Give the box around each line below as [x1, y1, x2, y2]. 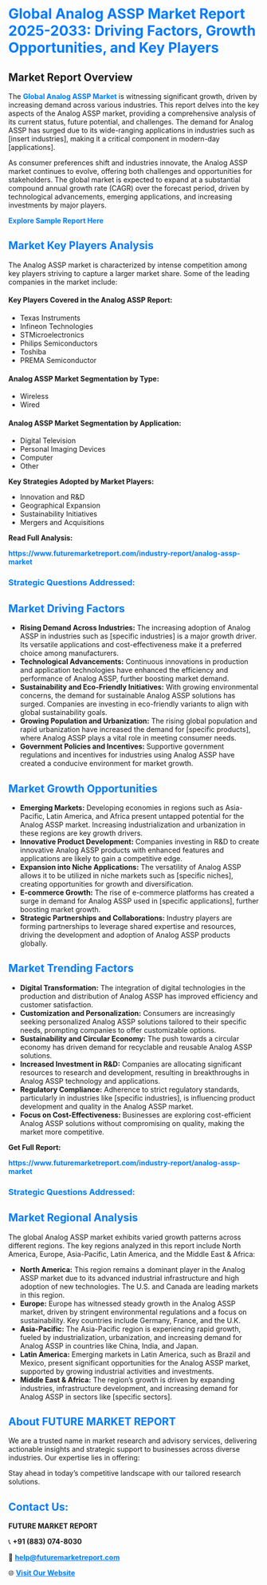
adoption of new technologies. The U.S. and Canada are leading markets [19, 1282, 259, 1291]
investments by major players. [8, 200, 107, 210]
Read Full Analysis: [8, 533, 73, 543]
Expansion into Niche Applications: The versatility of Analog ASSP [19, 862, 241, 872]
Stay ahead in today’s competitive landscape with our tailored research [8, 1468, 241, 1478]
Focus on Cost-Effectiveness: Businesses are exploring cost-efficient [19, 1110, 251, 1120]
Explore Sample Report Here [8, 216, 104, 225]
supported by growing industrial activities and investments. [19, 1366, 214, 1376]
